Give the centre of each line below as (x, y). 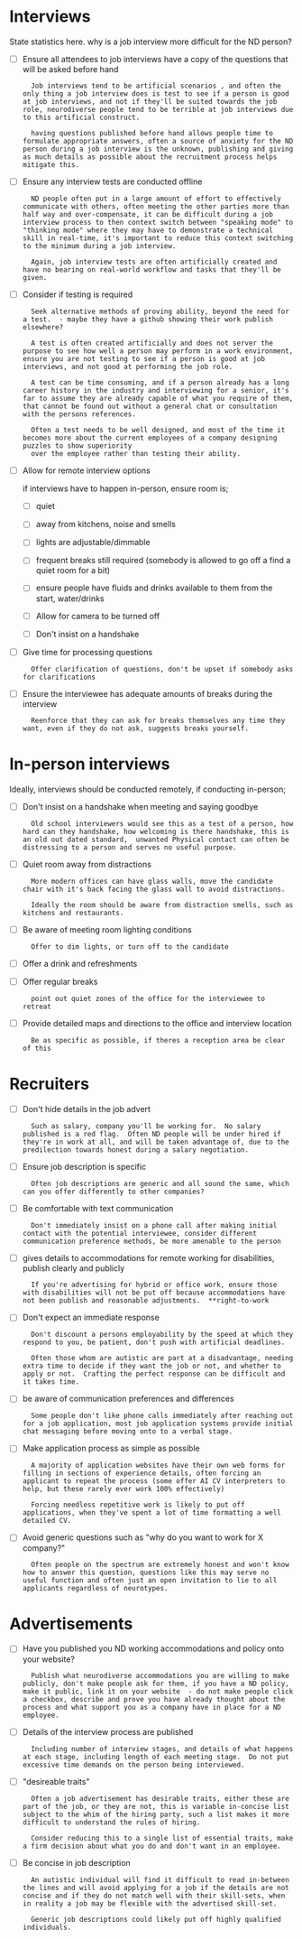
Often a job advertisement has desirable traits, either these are (160, 1798)
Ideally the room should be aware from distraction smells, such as (162, 905)
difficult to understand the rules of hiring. (111, 1822)
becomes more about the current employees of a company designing (150, 438)
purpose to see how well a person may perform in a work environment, (158, 351)
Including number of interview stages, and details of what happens (162, 1749)
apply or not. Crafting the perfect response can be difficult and (154, 1374)
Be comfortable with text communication (98, 1209)
